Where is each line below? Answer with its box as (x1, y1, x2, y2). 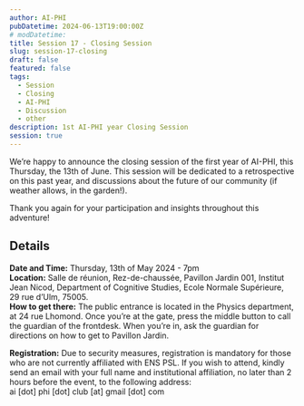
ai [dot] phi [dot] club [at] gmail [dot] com (9, 386, 165, 397)
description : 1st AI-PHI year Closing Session (9, 123, 189, 132)
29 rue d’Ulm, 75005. (9, 291, 89, 302)
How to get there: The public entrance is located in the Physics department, (9, 301, 295, 312)
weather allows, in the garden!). (9, 185, 128, 196)
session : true (9, 131, 64, 140)
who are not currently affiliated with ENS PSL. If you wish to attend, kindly (9, 357, 285, 368)
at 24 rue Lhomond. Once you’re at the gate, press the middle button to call (9, 310, 291, 322)
